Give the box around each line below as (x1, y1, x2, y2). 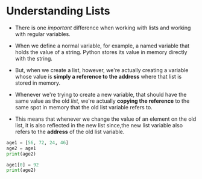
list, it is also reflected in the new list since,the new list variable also (14, 121, 183, 129)
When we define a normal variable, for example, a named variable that (14, 42, 190, 49)
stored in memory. (14, 79, 61, 86)
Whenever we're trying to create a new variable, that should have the (14, 91, 187, 98)
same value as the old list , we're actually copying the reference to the (14, 97, 190, 105)
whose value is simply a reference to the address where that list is (14, 73, 182, 80)
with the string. (14, 55, 53, 62)
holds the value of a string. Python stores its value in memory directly (14, 48, 188, 55)
